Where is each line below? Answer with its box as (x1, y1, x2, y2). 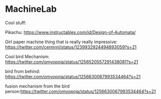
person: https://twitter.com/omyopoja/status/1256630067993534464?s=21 (5, 88, 156, 94)
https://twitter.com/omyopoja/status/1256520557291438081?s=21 (5, 59, 138, 65)
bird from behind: (5, 68, 40, 74)
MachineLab (5, 3, 57, 15)
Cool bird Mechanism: (5, 53, 50, 60)
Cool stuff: (5, 20, 27, 26)
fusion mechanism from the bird (5, 83, 70, 89)
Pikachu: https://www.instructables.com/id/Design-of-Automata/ (5, 29, 136, 35)
